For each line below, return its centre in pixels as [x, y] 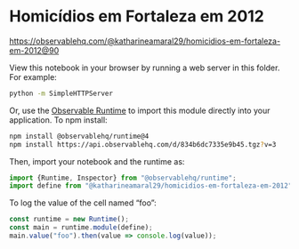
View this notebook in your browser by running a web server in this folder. [145, 68]
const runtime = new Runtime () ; [69, 220]
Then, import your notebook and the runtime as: [97, 161]
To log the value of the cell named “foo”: [83, 203]
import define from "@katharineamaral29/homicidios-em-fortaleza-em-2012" [151, 186]
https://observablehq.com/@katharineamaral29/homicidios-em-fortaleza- [145, 41]
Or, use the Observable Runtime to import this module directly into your [140, 110]
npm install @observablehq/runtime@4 [79, 136]
